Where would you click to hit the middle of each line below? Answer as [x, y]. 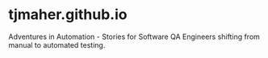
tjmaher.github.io [68, 15]
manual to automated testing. [57, 44]
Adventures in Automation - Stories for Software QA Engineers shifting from [134, 37]
